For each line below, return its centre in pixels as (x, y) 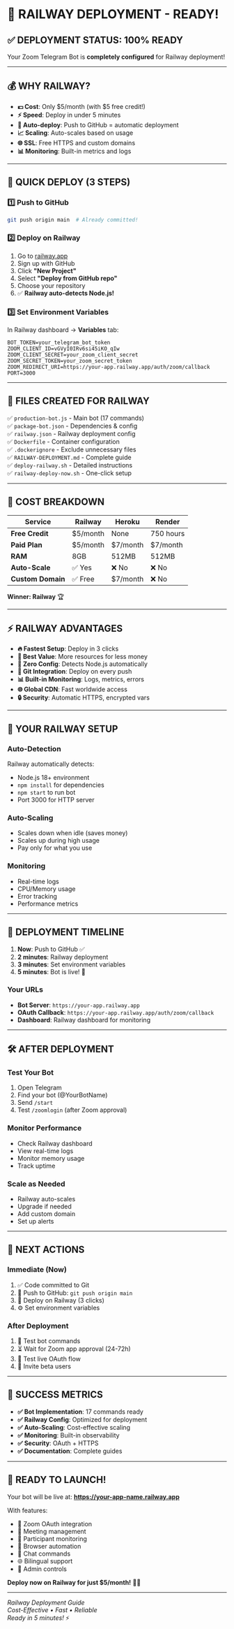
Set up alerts (36, 1222)
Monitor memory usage (51, 1158)
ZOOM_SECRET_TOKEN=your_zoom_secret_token (70, 361)
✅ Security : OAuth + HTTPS (58, 1443)
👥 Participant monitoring (52, 1538)
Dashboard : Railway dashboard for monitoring (84, 1020)
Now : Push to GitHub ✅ (51, 949)
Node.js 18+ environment (53, 778)
